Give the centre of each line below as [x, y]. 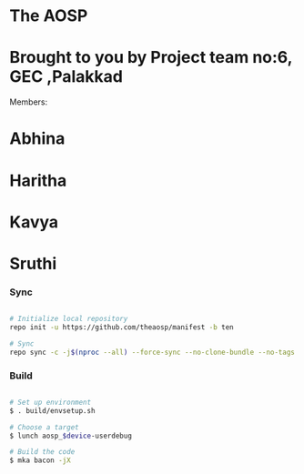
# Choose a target [44, 427]
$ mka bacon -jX [40, 460]
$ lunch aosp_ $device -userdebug [71, 436]
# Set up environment [51, 402]
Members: [29, 102]
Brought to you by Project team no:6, [151, 58]
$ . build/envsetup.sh [52, 410]
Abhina [37, 139]
